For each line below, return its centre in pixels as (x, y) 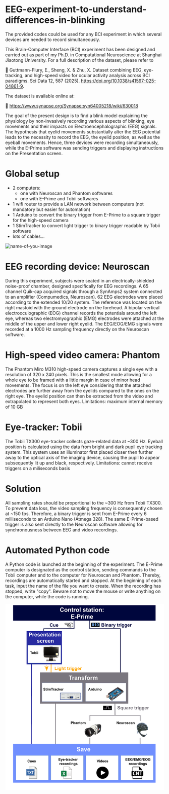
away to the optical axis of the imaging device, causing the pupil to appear (82, 457)
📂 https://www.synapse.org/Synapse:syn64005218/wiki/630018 (72, 105)
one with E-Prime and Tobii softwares (59, 198)
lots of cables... (29, 236)
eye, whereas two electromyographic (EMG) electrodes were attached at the (85, 318)
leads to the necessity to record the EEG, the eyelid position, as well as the (83, 137)
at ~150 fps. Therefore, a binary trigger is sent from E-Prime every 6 (76, 514)
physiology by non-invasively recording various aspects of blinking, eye (80, 121)
